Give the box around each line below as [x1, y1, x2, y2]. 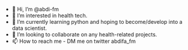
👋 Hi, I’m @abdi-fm [11, 6, 59, 12]
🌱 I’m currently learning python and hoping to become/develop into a [11, 18, 183, 25]
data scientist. [11, 24, 47, 32]
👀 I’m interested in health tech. [11, 12, 88, 19]
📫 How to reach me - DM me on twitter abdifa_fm [11, 37, 136, 45]
